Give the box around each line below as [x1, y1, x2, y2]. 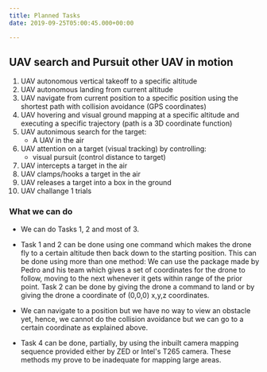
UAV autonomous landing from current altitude [20, 85, 174, 95]
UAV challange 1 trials [20, 186, 92, 196]
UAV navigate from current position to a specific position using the [20, 93, 239, 103]
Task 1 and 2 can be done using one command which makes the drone [20, 239, 252, 249]
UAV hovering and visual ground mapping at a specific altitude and [20, 110, 240, 120]
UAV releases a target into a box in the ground [20, 178, 172, 188]
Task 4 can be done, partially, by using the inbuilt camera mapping [20, 338, 239, 347]
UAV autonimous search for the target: [20, 127, 147, 137]
